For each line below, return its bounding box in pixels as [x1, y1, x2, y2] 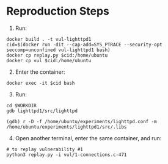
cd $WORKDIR [6, 102, 37, 109]
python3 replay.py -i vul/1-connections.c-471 [6, 151, 127, 158]
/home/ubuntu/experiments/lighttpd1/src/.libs [6, 124, 127, 130]
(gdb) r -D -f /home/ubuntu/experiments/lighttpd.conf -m [6, 118, 157, 124]
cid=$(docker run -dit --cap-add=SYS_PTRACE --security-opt [6, 41, 163, 48]
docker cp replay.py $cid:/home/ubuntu [6, 52, 108, 59]
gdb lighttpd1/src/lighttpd [6, 108, 78, 114]
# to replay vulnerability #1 [6, 146, 84, 152]
